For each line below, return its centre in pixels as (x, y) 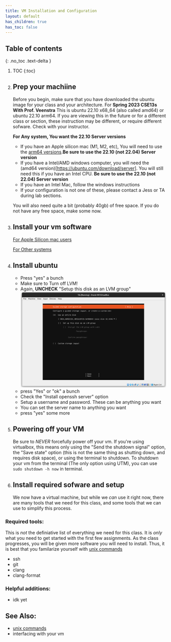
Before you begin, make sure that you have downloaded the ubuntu (83, 99)
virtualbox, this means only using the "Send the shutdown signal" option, (89, 447)
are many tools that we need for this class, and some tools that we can (87, 502)
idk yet (20, 600)
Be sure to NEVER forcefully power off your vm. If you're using (78, 441)
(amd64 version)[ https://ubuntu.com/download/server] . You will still (92, 168)
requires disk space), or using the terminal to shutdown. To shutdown (86, 458)
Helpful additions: (28, 589)
